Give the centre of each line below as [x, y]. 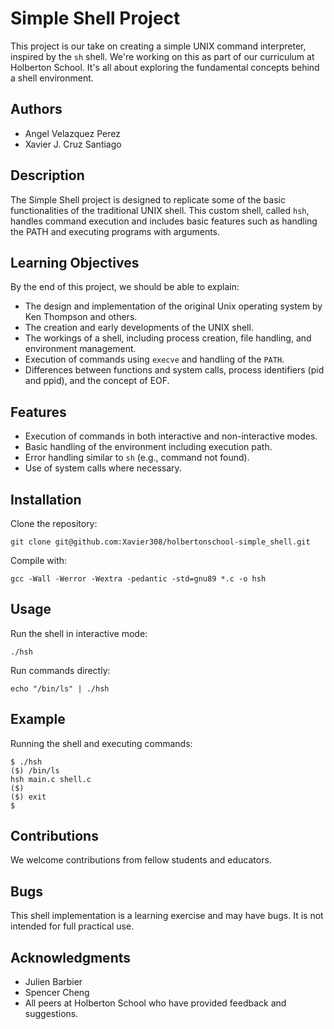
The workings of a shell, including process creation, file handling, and [168, 338]
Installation [46, 499]
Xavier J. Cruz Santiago [73, 144]
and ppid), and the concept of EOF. [97, 381]
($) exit [28, 797]
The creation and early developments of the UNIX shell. [139, 328]
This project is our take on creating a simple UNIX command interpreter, [158, 46]
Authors [36, 109]
